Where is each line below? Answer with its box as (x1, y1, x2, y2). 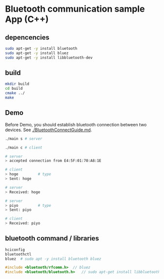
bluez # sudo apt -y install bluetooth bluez (5, 256, 102, 261)
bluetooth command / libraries (5, 234, 99, 242)
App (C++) (5, 14, 49, 25)
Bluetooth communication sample (5, 3, 145, 15)
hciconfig (5, 247, 25, 252)
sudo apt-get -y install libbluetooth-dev (5, 55, 93, 60)
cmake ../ (5, 91, 25, 96)
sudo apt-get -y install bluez (5, 50, 69, 56)
